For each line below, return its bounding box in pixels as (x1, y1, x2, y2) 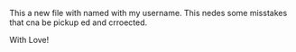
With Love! (9, 35, 50, 45)
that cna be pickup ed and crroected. (9, 17, 148, 28)
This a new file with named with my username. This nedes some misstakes (9, 8, 288, 18)
